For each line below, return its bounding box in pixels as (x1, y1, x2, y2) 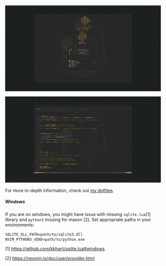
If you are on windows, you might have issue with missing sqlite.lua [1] (5, 211, 151, 217)
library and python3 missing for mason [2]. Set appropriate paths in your (5, 216, 152, 222)
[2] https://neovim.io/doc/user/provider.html (5, 255, 95, 261)
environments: (5, 221, 35, 228)
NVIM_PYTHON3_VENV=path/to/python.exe (5, 237, 85, 242)
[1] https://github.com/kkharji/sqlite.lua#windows (5, 246, 105, 252)
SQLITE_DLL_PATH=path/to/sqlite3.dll (5, 232, 83, 237)
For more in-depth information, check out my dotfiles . (5, 187, 115, 193)
